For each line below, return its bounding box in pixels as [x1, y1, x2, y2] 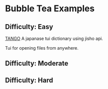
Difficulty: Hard [5, 76, 53, 84]
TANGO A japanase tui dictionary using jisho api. [5, 35, 103, 41]
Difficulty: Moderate [5, 59, 69, 68]
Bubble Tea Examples [5, 3, 95, 14]
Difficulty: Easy [5, 23, 54, 31]
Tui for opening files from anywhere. [5, 45, 79, 51]
